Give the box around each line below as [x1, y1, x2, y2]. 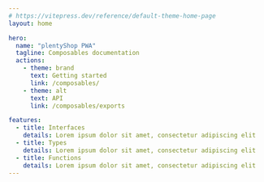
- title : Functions [15, 154, 82, 162]
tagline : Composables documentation [15, 49, 140, 57]
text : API [29, 94, 63, 102]
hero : [8, 34, 27, 42]
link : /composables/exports [29, 102, 126, 110]
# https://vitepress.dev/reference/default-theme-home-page [8, 11, 217, 20]
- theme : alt [23, 87, 67, 95]
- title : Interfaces [15, 124, 85, 132]
